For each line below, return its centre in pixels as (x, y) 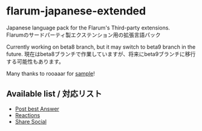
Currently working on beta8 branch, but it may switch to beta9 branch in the (101, 47)
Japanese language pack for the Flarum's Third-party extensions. (88, 28)
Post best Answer (37, 109)
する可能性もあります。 (35, 61)
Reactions (28, 115)
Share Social (31, 121)
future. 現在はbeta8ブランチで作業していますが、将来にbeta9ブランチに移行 (101, 54)
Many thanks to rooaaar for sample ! (50, 73)
